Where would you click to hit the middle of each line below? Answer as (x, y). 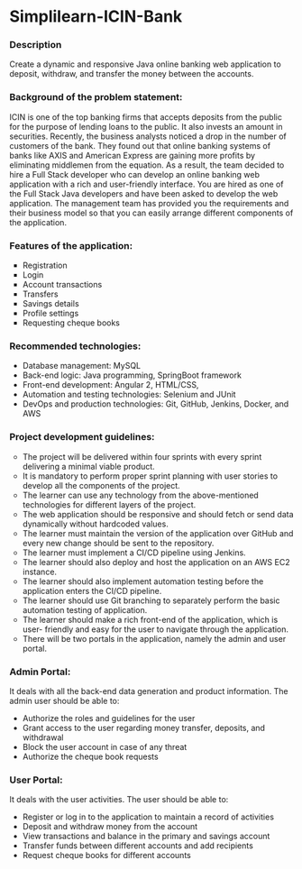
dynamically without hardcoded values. (95, 524)
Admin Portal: (40, 672)
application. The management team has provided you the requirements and (149, 203)
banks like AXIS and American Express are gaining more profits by (132, 155)
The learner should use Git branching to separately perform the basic (151, 600)
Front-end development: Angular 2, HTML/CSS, (110, 385)
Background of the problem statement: (96, 97)
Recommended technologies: (75, 346)
